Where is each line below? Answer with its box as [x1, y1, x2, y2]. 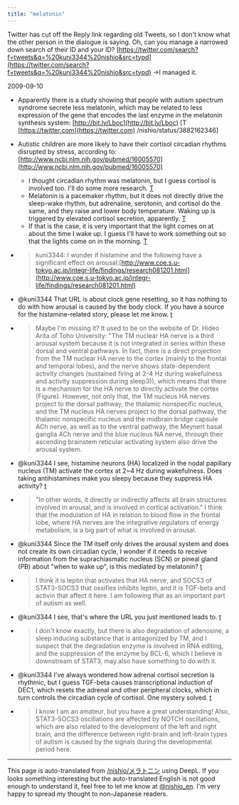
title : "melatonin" [7, 10, 65, 18]
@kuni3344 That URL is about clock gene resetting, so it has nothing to [17, 294, 228, 303]
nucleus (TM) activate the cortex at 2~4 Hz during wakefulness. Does [17, 466, 223, 475]
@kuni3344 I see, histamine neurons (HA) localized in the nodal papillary [17, 458, 232, 467]
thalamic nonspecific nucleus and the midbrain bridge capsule [35, 414, 218, 423]
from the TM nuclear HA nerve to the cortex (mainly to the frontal [35, 354, 227, 362]
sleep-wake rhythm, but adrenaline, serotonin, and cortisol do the [28, 199, 221, 207]
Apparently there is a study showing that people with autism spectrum [17, 96, 224, 104]
